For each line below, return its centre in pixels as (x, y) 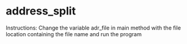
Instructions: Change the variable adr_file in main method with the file (93, 28)
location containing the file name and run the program (74, 34)
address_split (41, 11)
